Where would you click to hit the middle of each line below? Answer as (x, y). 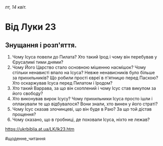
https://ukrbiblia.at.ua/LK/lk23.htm (40, 129)
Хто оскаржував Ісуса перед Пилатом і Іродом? (62, 83)
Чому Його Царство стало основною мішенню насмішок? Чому (79, 67)
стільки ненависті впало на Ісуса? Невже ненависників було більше (83, 73)
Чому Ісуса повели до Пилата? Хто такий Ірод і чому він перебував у (84, 57)
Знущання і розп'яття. (41, 45)
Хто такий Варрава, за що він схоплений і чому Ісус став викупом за (84, 88)
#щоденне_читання (25, 139)
